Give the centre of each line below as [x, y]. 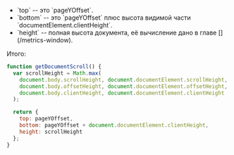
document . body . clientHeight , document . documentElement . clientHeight [122, 93]
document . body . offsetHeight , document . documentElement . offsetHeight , [124, 86]
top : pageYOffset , [46, 119]
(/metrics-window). [45, 40]
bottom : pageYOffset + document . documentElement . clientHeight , [114, 125]
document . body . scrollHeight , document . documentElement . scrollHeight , [124, 80]
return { [26, 112]
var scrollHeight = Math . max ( [57, 73]
